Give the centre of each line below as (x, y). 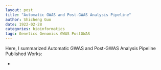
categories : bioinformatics (35, 29)
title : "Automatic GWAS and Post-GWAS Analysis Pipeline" (68, 15)
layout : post (19, 10)
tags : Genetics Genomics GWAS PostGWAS (48, 34)
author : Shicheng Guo (28, 19)
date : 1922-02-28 (24, 24)
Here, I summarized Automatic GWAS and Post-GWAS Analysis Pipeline (80, 48)
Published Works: (24, 54)
